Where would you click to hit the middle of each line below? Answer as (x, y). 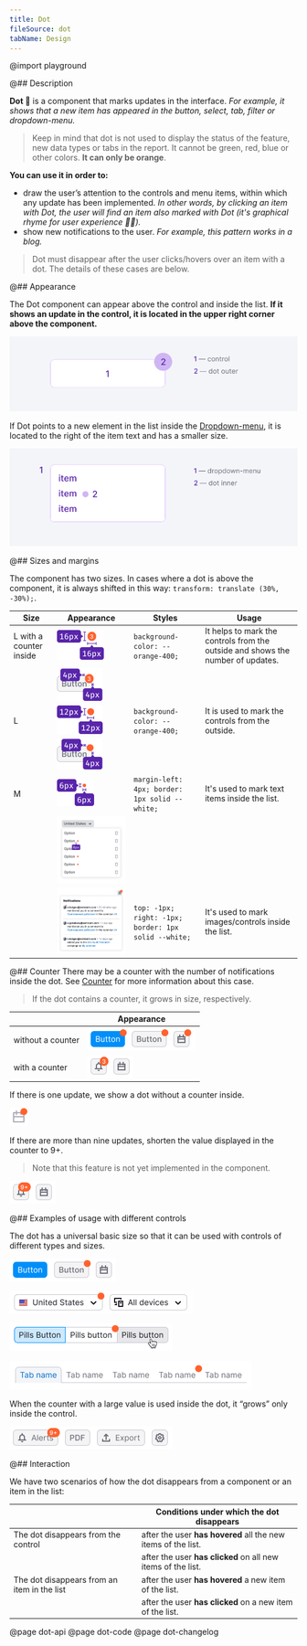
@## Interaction (40, 1464)
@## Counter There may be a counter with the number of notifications (142, 971)
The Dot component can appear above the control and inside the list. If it (146, 304)
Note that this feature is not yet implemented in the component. (151, 1168)
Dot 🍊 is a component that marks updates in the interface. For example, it (147, 101)
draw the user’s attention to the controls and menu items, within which (155, 193)
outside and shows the (248, 651)
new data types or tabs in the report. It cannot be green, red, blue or (160, 148)
